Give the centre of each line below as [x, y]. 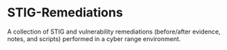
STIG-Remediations [65, 13]
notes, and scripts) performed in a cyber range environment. [94, 38]
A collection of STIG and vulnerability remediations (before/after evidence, [114, 32]
